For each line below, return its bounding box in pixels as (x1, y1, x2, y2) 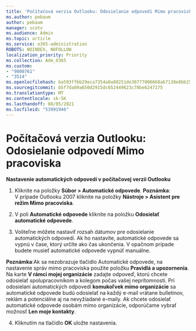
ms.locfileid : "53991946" (6, 106, 69, 112)
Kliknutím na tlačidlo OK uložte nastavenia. (14, 319, 118, 326)
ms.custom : (6, 63, 33, 69)
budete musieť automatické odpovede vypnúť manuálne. (14, 247, 150, 254)
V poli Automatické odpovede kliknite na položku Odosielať (14, 211, 160, 218)
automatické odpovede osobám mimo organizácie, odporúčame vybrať (6, 302, 177, 309)
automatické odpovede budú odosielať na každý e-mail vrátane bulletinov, (6, 289, 184, 296)
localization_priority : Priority (6, 52, 87, 58)
